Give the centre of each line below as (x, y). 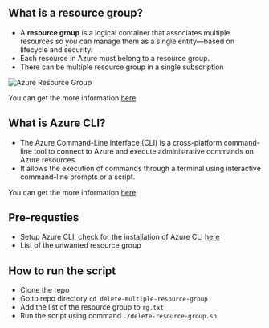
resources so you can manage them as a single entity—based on (127, 41)
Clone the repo (45, 290)
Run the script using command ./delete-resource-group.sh (118, 316)
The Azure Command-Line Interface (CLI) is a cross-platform (121, 142)
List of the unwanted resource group (81, 245)
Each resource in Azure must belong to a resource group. (115, 58)
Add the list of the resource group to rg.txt (92, 307)
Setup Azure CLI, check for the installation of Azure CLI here (120, 237)
